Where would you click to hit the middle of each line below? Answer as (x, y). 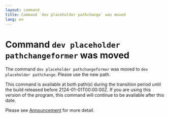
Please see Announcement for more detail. (50, 110)
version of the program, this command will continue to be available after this (85, 95)
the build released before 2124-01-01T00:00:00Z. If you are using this (78, 90)
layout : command (22, 10)
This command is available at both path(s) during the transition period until (83, 85)
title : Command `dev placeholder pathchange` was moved (65, 15)
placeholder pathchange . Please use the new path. (58, 74)
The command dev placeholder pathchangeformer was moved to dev (77, 69)
